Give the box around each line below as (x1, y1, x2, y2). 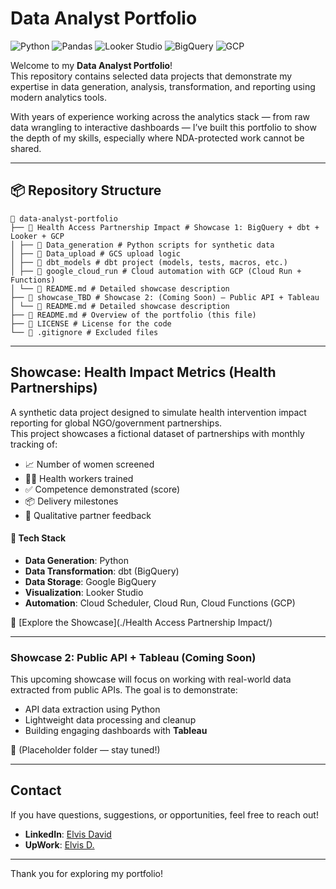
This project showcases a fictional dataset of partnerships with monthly (10, 427, 305, 439)
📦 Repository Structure (10, 182, 162, 199)
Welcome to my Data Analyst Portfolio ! (10, 59, 173, 71)
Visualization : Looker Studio (24, 586, 144, 598)
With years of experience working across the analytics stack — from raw (10, 110, 311, 122)
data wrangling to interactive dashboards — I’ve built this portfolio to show (10, 121, 317, 133)
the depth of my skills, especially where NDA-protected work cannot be (10, 132, 305, 144)
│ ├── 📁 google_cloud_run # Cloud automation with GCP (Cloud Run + (10, 266, 302, 276)
